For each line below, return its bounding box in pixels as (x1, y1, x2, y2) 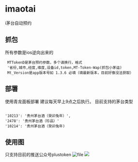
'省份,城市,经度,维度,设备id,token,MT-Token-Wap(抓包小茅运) (7, 65, 122, 70)
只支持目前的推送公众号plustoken (5, 152, 72, 158)
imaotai (5, 3, 36, 15)
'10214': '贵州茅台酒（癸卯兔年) (5, 124, 65, 129)
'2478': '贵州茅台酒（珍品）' (5, 118, 60, 123)
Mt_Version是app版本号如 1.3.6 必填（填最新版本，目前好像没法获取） (7, 70, 134, 75)
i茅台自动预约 (5, 20, 32, 26)
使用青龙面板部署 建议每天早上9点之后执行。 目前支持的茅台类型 (5, 98, 133, 104)
